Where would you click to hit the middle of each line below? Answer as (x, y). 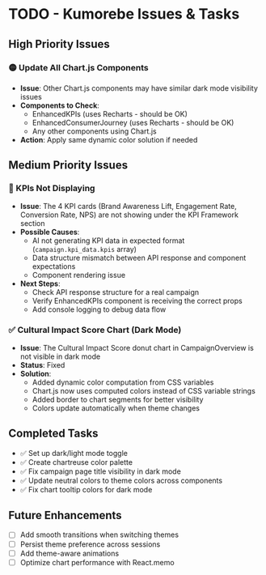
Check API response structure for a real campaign (116, 292)
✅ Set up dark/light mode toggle (74, 453)
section (32, 223)
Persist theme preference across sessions (90, 544)
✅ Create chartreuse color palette (76, 462)
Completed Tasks (53, 434)
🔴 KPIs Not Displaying (52, 189)
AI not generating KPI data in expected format (108, 241)
